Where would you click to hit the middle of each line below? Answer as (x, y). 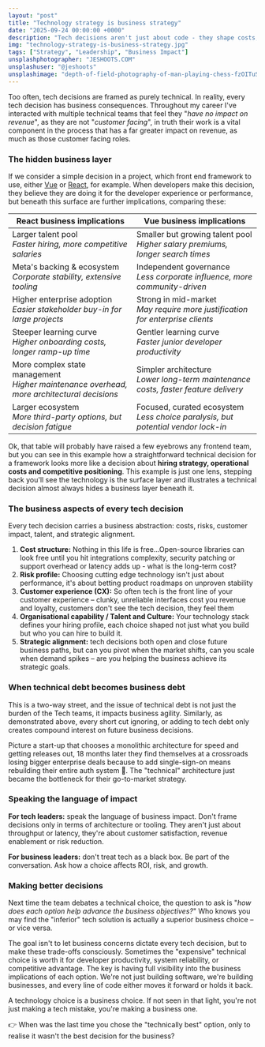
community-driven (172, 287)
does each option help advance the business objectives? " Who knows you (129, 911)
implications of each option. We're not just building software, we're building (131, 977)
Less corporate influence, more (195, 276)
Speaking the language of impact (73, 799)
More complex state (49, 364)
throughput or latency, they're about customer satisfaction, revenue (118, 833)
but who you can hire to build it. (71, 633)
